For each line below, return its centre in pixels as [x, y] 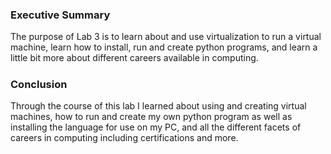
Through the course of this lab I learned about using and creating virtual [158, 106]
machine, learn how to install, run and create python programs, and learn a [164, 47]
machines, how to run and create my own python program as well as [151, 117]
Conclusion [39, 84]
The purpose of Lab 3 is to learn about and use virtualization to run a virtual [166, 37]
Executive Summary [60, 15]
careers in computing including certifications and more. [124, 138]
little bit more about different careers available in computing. [134, 58]
